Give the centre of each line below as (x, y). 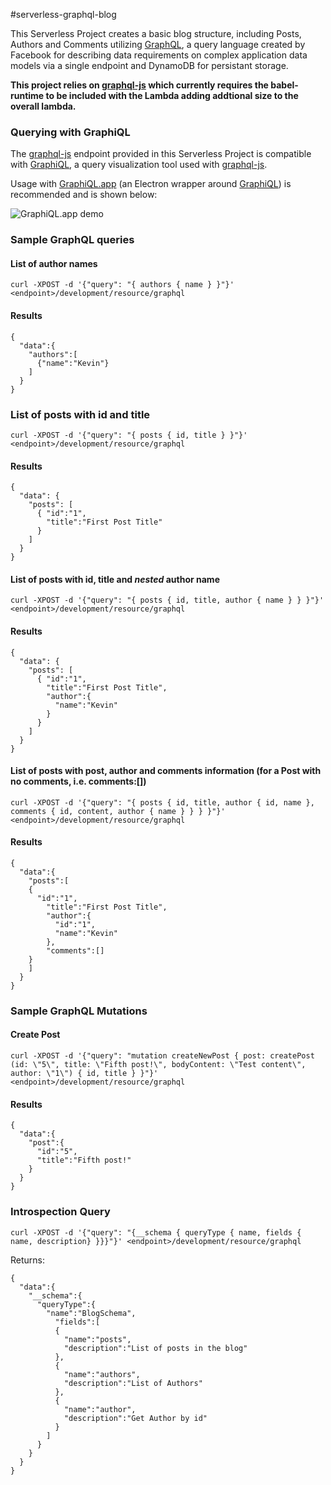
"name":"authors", (102, 1374)
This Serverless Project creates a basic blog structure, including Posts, (156, 33)
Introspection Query (60, 1212)
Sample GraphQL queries (72, 240)
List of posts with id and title (80, 414)
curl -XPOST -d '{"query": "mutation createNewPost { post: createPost (162, 1056)
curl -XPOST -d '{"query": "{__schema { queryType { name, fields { (156, 1232)
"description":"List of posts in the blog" (155, 1348)
